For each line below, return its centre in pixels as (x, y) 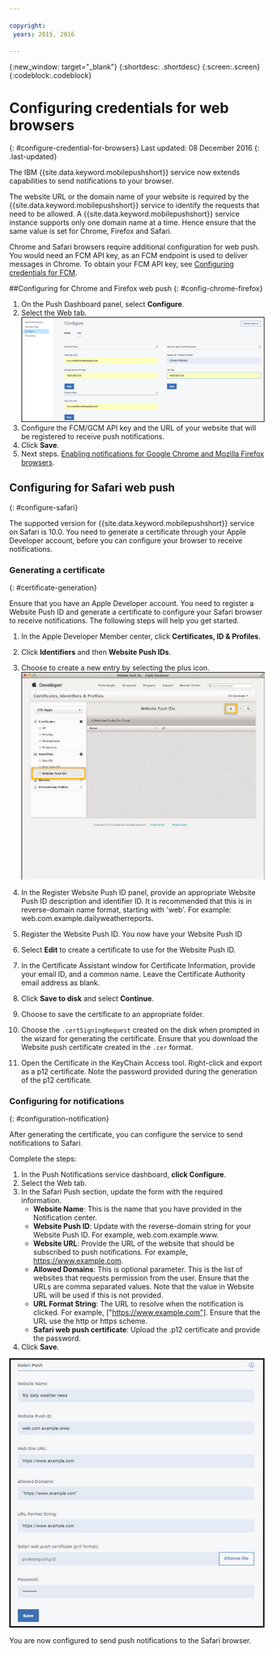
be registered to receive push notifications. (93, 436)
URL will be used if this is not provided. (98, 1295)
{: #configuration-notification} (59, 1118)
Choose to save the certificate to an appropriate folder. (113, 1014)
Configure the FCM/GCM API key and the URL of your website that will (139, 428)
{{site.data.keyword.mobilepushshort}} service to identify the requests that (134, 205)
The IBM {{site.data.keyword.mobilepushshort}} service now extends (125, 172)
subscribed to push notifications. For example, (111, 1252)
